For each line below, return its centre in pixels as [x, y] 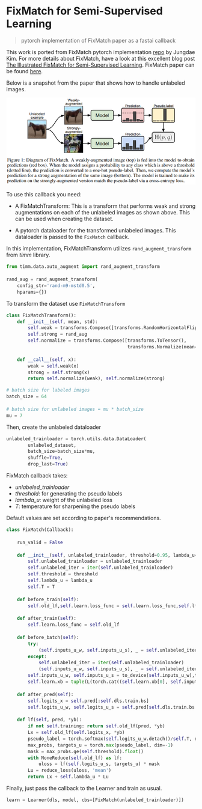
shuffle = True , [45, 458]
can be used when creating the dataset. [64, 219]
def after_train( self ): [47, 619]
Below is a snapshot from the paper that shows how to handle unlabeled [96, 83]
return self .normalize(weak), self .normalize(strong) [96, 379]
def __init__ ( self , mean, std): [57, 322]
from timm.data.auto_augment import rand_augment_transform [83, 267]
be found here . [25, 71]
